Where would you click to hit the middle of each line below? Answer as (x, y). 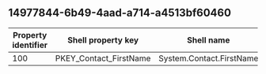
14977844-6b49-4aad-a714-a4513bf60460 (120, 13)
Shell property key (103, 40)
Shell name (209, 40)
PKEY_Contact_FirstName (103, 58)
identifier (30, 45)
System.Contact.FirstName (208, 58)
